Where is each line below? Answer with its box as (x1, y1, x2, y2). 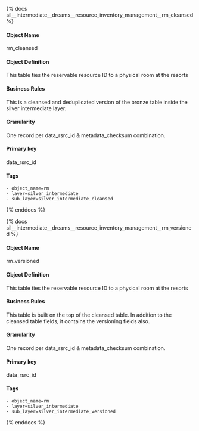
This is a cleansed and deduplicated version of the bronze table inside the (6, 98, 188, 106)
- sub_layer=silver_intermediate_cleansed (6, 196, 113, 202)
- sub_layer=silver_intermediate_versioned (6, 408, 116, 415)
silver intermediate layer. (6, 104, 67, 112)
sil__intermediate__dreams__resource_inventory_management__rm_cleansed (6, 11, 194, 18)
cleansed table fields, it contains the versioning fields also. (6, 317, 150, 324)
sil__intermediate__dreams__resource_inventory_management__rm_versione (6, 224, 192, 231)
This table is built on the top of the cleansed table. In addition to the (6, 311, 172, 318)
